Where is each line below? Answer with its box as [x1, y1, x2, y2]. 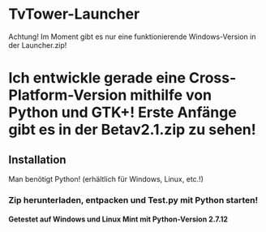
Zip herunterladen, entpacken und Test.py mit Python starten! [8, 194, 258, 205]
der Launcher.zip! [8, 40, 67, 49]
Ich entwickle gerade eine [8, 69, 187, 88]
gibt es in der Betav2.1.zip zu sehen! [8, 121, 257, 139]
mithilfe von [129, 86, 212, 105]
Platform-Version [8, 86, 127, 105]
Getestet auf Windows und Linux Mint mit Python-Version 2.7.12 [8, 214, 229, 224]
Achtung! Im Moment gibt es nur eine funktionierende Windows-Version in [8, 32, 256, 41]
